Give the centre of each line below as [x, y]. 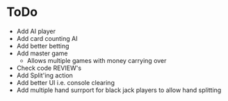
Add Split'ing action [45, 75]
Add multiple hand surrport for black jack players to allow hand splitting [119, 90]
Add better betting [43, 46]
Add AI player [36, 31]
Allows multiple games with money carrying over [97, 60]
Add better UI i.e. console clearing [66, 82]
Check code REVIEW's [49, 68]
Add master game [42, 53]
